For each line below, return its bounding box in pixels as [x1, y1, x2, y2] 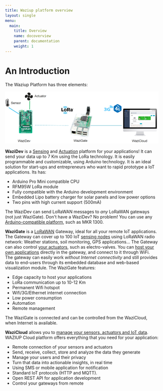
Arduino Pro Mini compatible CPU [12, 178, 80, 185]
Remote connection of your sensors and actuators [12, 344, 113, 350]
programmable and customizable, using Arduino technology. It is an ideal [5, 159, 151, 165]
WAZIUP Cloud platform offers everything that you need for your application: [5, 334, 159, 341]
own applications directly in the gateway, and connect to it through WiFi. [5, 249, 150, 255]
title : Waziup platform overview [5, 8, 73, 13]
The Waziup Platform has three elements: [5, 81, 88, 87]
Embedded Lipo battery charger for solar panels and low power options [12, 194, 156, 200]
